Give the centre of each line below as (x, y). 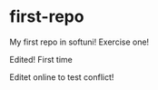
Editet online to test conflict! (62, 77)
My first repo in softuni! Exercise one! (79, 42)
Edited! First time (41, 59)
